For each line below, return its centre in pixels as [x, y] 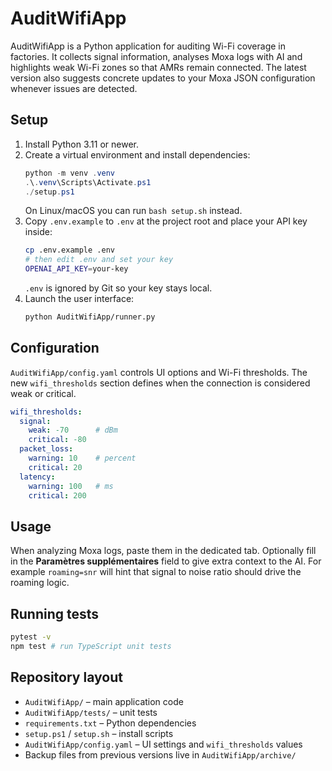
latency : [37, 477]
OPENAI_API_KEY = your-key [76, 269]
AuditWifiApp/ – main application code [104, 701]
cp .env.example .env [69, 250]
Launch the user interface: [79, 298]
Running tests [55, 613]
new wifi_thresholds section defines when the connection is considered [160, 383]
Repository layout [66, 677]
